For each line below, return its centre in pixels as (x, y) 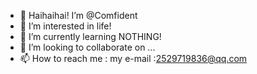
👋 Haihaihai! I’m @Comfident (78, 15)
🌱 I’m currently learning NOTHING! (90, 36)
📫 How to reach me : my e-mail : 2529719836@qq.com (133, 58)
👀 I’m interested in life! (65, 26)
